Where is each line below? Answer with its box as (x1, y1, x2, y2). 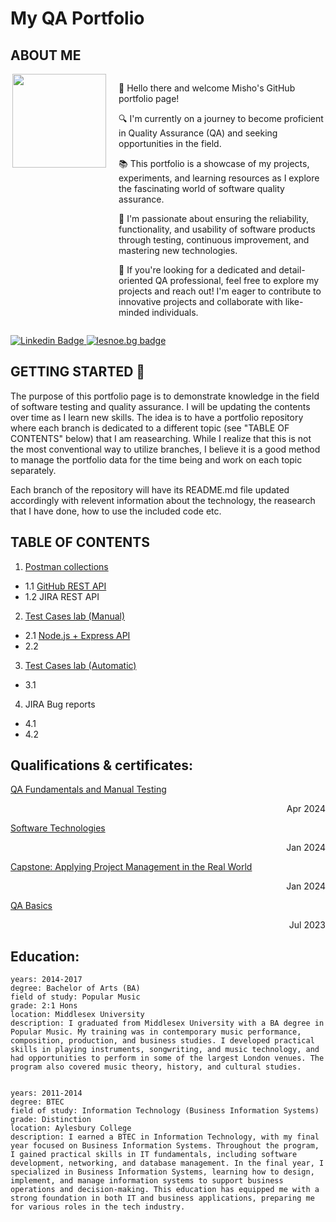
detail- (278, 264, 306, 276)
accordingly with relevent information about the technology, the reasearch (10, 494, 316, 506)
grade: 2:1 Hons (10, 1001, 78, 1011)
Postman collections (24, 560, 109, 572)
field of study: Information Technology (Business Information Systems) (10, 1106, 320, 1116)
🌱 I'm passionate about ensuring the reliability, (118, 213, 310, 224)
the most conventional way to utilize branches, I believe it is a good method (10, 443, 321, 455)
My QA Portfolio (10, 7, 145, 30)
